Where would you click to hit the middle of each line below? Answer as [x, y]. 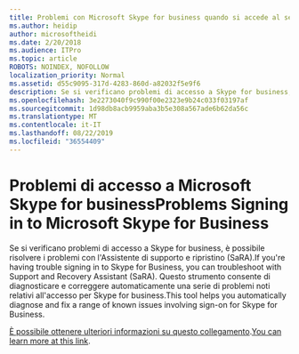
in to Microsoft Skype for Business [139, 223]
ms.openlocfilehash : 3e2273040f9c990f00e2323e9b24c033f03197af [129, 100]
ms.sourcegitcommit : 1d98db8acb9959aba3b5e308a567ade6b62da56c [129, 109]
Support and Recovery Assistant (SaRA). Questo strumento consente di [140, 276]
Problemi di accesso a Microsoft [130, 185]
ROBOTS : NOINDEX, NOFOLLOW [59, 68]
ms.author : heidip [43, 26]
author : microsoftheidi [53, 34]
